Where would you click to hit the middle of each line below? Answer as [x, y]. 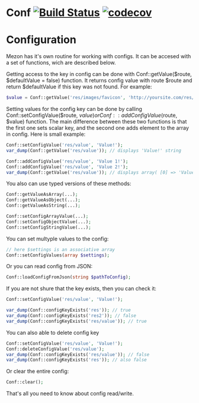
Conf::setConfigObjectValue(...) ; [49, 222]
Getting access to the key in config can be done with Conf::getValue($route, [99, 74]
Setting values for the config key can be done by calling [74, 109]
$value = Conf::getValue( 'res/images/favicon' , [66, 98]
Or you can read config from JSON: [49, 266]
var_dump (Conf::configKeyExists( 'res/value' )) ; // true [76, 321]
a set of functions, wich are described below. [61, 63]
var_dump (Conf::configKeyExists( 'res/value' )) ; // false [78, 354]
